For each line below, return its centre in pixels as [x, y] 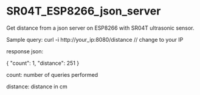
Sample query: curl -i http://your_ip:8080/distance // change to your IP [95, 39]
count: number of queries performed [52, 74]
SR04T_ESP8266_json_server [84, 11]
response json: [25, 51]
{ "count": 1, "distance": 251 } [43, 63]
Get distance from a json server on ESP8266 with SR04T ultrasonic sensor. [100, 28]
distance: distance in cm [37, 87]
